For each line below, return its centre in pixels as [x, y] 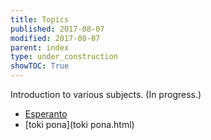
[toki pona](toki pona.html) [79, 124]
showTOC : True [40, 66]
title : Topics [40, 19]
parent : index [40, 47]
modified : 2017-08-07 [55, 38]
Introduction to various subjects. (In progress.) [106, 94]
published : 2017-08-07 [57, 29]
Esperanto [46, 114]
